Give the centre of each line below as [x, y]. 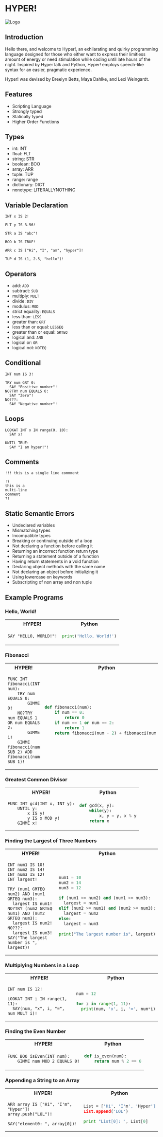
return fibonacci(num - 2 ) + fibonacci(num [106, 733]
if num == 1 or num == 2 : [84, 723]
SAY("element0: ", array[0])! [42, 1124]
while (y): [100, 810]
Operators [21, 274]
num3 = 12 [70, 888]
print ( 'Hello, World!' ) [89, 636]
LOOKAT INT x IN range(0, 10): [37, 430]
